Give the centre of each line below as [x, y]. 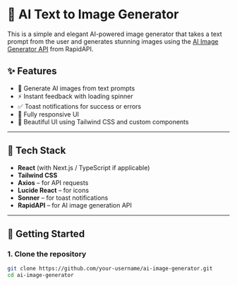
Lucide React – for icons [53, 190]
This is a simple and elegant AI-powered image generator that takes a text [115, 34]
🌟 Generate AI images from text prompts [76, 88]
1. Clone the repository [47, 254]
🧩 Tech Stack [37, 151]
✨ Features [32, 71]
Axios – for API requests [53, 182]
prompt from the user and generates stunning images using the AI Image [113, 41]
